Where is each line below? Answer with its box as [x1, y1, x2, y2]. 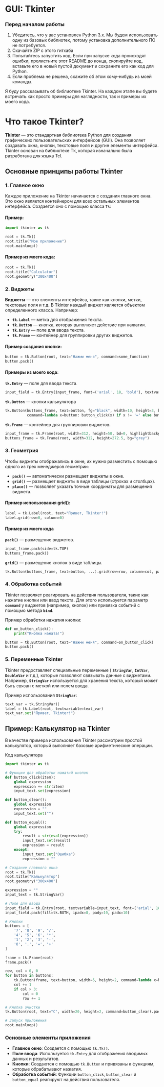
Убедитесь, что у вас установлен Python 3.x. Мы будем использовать [12, 32, 158, 38]
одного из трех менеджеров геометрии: [5, 463, 89, 469]
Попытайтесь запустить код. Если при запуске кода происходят [12, 53, 146, 59]
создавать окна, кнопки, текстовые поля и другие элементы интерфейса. [5, 143, 159, 148]
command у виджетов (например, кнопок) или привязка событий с [5, 602, 140, 608]
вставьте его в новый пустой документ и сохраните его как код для [12, 63, 154, 69]
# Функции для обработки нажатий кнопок [5, 770, 89, 775]
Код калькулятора [5, 752, 43, 758]
